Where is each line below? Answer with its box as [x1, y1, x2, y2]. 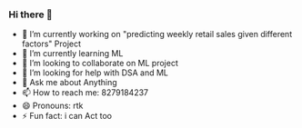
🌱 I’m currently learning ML [21, 48, 124, 59]
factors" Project [21, 38, 82, 49]
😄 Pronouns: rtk [21, 100, 84, 112]
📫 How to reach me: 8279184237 [21, 87, 149, 98]
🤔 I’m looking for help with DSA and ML [21, 67, 169, 78]
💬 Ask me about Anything [21, 77, 117, 88]
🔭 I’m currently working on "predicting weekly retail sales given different [21, 29, 293, 40]
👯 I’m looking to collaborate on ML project [21, 58, 178, 69]
